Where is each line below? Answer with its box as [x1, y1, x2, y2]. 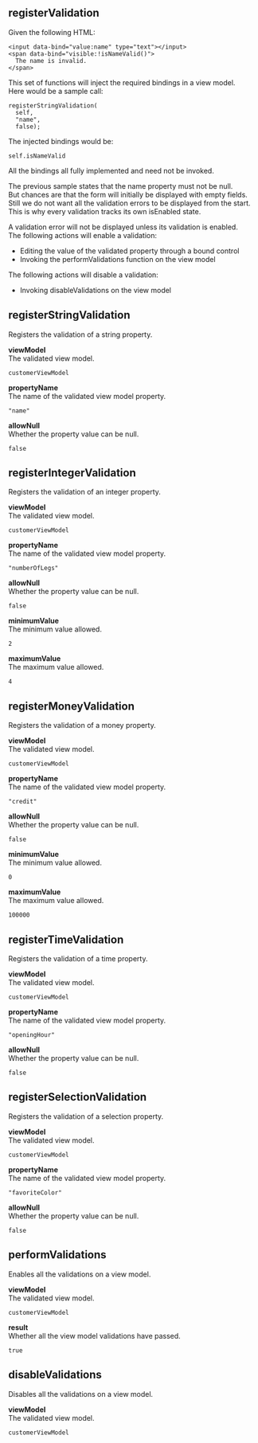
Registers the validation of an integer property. [8, 487, 162, 497]
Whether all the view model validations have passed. [8, 1331, 181, 1340]
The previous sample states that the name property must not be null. [8, 181, 233, 190]
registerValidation [8, 6, 100, 20]
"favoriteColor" [8, 1188, 62, 1197]
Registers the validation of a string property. [8, 330, 153, 339]
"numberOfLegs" [8, 565, 59, 573]
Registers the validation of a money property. [8, 721, 157, 730]
